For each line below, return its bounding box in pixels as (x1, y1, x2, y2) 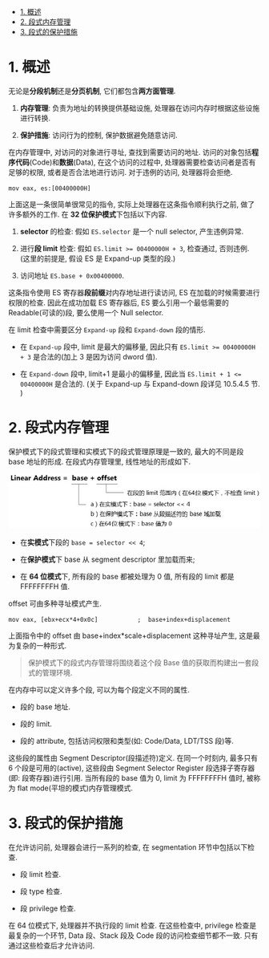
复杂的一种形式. (14, 640, 67, 650)
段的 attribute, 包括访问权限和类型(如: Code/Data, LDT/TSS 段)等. (19, 736, 234, 745)
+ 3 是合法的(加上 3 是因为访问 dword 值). (19, 351, 158, 361)
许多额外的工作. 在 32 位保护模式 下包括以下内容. (8, 209, 168, 219)
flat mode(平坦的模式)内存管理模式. (17, 783, 134, 793)
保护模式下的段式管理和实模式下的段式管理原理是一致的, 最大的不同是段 (8, 446, 244, 456)
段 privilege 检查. (19, 903, 76, 913)
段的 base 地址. (19, 701, 70, 712)
